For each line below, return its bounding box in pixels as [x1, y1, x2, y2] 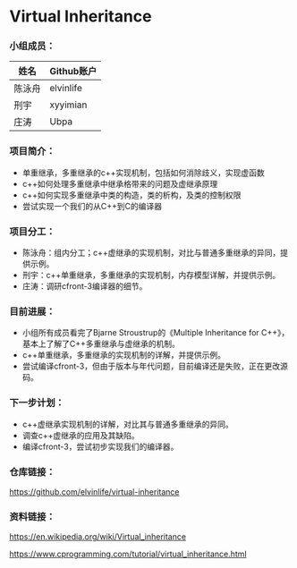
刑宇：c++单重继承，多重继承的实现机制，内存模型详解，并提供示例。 [21, 270, 281, 281]
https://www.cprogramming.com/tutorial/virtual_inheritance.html [9, 548, 248, 560]
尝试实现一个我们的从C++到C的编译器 [21, 200, 163, 211]
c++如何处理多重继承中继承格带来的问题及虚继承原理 [21, 178, 218, 189]
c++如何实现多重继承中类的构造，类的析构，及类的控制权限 [21, 190, 242, 200]
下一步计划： [9, 396, 65, 409]
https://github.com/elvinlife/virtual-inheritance [9, 486, 180, 497]
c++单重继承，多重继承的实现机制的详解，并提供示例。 [21, 350, 226, 360]
